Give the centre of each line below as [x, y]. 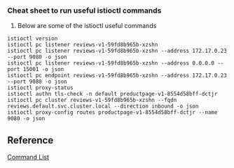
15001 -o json [43, 70]
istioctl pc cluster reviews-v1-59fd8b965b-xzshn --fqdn [92, 101]
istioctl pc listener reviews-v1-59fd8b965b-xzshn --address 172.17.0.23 [117, 51]
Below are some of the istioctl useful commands [87, 26]
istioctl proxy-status [40, 88]
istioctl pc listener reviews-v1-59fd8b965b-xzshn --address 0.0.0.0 [111, 63]
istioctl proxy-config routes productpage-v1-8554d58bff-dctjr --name [112, 112]
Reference [30, 140]
